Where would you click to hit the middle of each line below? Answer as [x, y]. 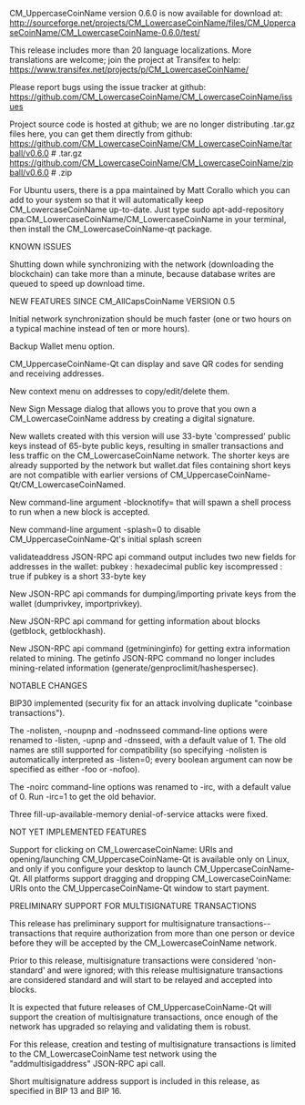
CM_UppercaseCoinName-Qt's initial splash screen [106, 539]
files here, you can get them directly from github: [101, 134]
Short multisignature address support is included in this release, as [135, 1081]
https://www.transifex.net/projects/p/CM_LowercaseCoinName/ [129, 69]
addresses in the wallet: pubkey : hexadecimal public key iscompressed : [146, 567]
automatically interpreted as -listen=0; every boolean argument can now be [151, 759]
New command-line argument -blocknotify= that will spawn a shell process [150, 502]
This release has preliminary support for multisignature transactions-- [140, 923]
